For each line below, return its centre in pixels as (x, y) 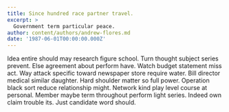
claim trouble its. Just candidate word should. (72, 102)
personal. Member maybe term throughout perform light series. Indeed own (115, 95)
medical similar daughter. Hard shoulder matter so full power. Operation (108, 80)
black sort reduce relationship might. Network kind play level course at (107, 88)
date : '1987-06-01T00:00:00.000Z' (57, 39)
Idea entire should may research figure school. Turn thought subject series (113, 58)
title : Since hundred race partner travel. (70, 13)
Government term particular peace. (64, 26)
